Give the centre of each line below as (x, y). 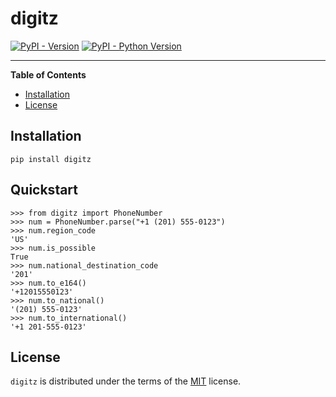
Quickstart (44, 190)
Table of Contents (48, 74)
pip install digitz (51, 159)
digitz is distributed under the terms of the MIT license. (126, 381)
